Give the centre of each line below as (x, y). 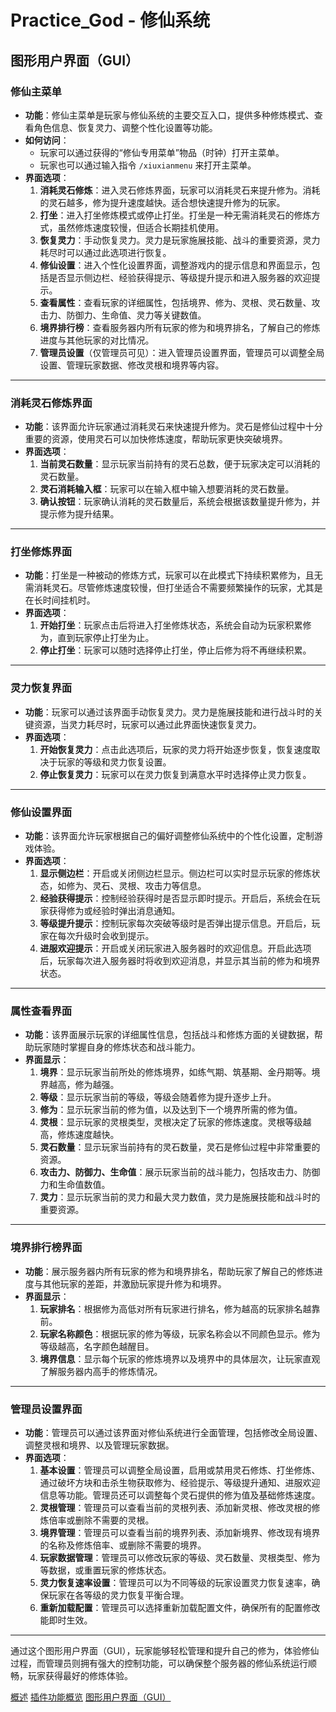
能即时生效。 (66, 1620)
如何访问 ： (47, 140)
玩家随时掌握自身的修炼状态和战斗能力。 (117, 1047)
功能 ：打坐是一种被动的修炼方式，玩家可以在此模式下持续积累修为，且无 (173, 575)
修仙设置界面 (41, 812)
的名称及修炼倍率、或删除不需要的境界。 (123, 1545)
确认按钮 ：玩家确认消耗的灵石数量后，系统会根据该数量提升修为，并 (180, 502)
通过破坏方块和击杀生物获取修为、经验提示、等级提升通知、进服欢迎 (180, 1482)
